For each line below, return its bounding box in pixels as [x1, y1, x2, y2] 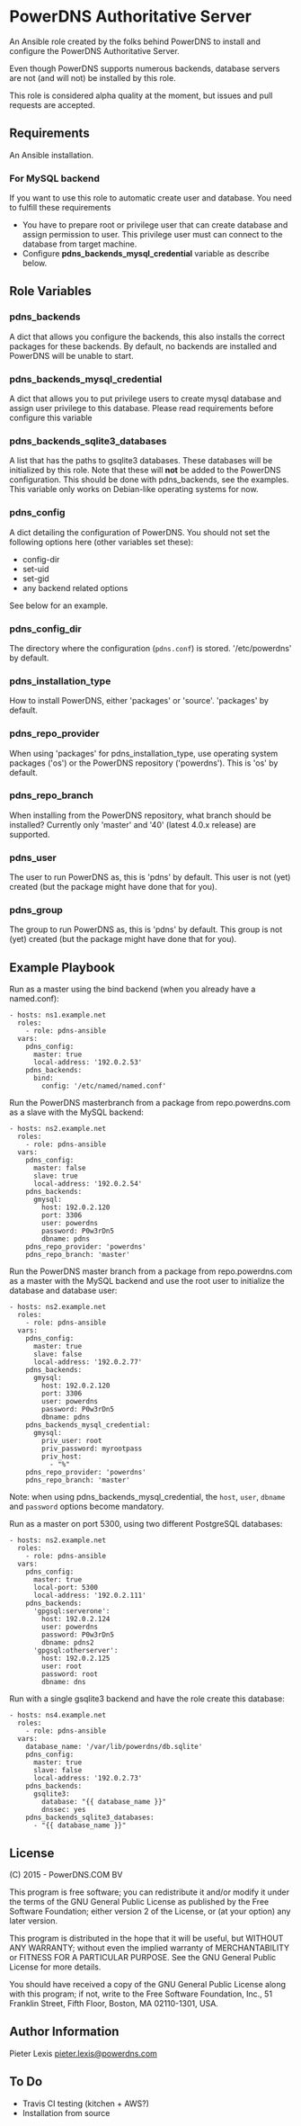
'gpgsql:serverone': [32, 1607, 111, 1616]
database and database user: [9, 1285, 118, 1296]
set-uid [22, 563, 49, 574]
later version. [9, 1915, 58, 1926]
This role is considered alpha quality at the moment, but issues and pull [9, 90, 273, 101]
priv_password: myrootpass [41, 1444, 143, 1454]
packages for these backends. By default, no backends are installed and [9, 340, 277, 352]
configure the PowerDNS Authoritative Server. [9, 45, 180, 56]
